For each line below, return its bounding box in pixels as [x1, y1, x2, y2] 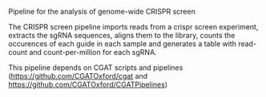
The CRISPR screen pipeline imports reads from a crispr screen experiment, [8, 22, 259, 31]
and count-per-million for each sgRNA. [29, 48, 158, 56]
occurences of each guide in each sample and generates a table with [8, 39, 236, 48]
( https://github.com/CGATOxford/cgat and [8, 72, 148, 80]
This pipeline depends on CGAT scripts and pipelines [8, 63, 183, 72]
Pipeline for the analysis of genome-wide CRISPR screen [8, 7, 196, 16]
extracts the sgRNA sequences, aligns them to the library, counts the [8, 31, 236, 40]
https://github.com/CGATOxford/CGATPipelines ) [8, 80, 168, 89]
